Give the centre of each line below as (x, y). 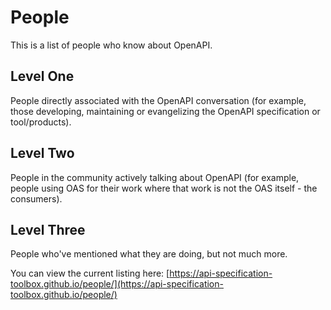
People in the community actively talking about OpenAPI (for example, (155, 177)
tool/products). (41, 122)
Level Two (42, 153)
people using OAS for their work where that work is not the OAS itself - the (164, 188)
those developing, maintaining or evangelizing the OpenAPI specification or (165, 111)
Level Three (48, 229)
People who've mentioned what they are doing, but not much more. (149, 254)
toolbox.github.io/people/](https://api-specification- (117, 284)
